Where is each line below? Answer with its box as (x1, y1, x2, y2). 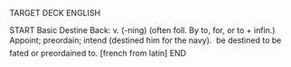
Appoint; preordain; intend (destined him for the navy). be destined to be (9, 35, 282, 46)
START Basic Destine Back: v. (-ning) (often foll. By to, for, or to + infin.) (9, 25, 276, 35)
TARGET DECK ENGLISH (9, 8, 101, 18)
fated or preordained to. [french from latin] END (9, 48, 187, 58)
